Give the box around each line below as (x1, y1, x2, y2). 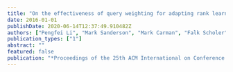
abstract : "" (7, 42, 45, 49)
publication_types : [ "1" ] (7, 36, 82, 43)
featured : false (7, 49, 54, 56)
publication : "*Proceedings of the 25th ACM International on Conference (7, 55, 225, 62)
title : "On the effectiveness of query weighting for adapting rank (7, 10, 209, 17)
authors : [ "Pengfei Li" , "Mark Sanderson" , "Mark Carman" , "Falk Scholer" (7, 29, 228, 36)
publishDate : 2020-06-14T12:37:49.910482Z (7, 23, 132, 29)
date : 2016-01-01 (7, 16, 58, 23)
